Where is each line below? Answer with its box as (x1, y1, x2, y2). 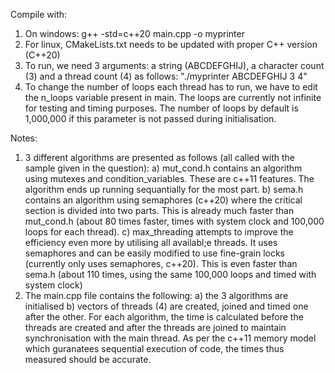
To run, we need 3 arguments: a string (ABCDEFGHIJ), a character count (24, 60, 325, 71)
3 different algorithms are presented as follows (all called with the (24, 152, 295, 163)
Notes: (10, 132, 38, 144)
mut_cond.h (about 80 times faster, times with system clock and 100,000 (24, 215, 325, 227)
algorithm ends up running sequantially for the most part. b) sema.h (24, 184, 304, 195)
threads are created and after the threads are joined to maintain (24, 322, 287, 333)
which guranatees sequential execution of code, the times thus (24, 343, 285, 354)
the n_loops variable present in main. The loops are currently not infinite (24, 92, 322, 103)
